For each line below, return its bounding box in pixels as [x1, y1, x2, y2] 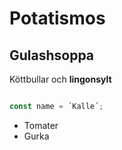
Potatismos [9, 7, 106, 30]
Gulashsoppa [9, 47, 95, 64]
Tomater [23, 119, 59, 131]
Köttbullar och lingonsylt [9, 73, 112, 85]
